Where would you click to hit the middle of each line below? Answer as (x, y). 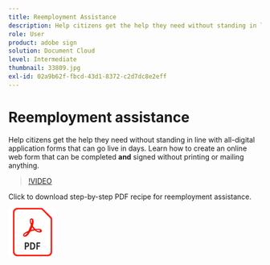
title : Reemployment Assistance (62, 17)
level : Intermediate (43, 60)
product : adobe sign (43, 43)
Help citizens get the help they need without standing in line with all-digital (132, 139)
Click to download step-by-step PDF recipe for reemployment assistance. (130, 197)
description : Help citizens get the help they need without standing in (133, 25)
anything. (24, 165)
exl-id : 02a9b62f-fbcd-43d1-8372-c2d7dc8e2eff (88, 77)
